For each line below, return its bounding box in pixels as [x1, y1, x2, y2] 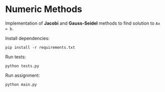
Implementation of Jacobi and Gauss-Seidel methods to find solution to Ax [5, 20, 160, 26]
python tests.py [5, 63, 39, 68]
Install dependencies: [5, 35, 50, 41]
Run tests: [5, 54, 26, 60]
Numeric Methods [5, 4, 82, 15]
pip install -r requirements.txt [5, 45, 75, 50]
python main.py [5, 82, 37, 87]
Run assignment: [5, 72, 40, 78]
